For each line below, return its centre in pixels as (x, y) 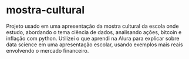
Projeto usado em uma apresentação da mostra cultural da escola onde (92, 26)
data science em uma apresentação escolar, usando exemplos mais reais (95, 45)
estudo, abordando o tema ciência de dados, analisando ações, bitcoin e (94, 32)
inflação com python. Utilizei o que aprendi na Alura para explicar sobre (93, 38)
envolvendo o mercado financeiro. (48, 50)
